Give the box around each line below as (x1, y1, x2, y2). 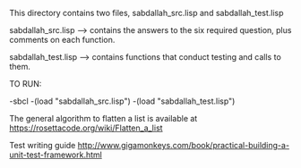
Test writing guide (9, 140, 76, 150)
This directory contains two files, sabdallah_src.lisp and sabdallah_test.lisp (9, 8, 284, 18)
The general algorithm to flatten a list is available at (9, 113, 198, 123)
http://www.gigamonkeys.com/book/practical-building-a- (77, 140, 289, 150)
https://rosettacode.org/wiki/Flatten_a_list (9, 122, 163, 133)
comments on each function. (9, 35, 116, 45)
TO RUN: (9, 79, 42, 88)
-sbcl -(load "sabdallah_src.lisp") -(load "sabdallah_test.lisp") (9, 96, 236, 106)
